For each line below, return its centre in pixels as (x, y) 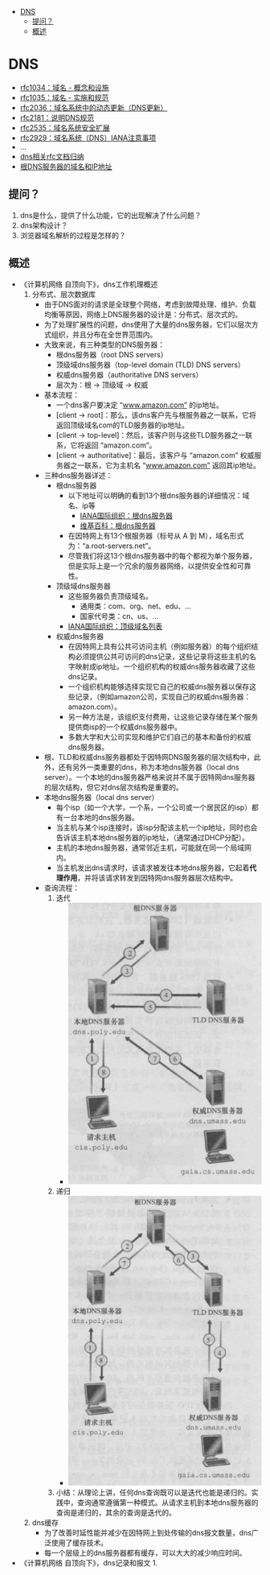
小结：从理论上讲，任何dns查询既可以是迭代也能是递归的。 (153, 1492)
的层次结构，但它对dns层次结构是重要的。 (113, 787)
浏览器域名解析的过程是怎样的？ (73, 235)
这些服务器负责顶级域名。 (110, 596)
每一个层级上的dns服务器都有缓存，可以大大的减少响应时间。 (145, 1552)
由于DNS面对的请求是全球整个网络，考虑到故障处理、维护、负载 (150, 304)
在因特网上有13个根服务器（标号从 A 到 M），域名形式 (156, 535)
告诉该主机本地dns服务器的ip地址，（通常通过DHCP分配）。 (153, 837)
